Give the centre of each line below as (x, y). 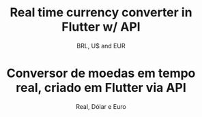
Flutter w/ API (101, 27)
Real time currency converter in (101, 13)
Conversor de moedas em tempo (101, 73)
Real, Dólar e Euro (101, 106)
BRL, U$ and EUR (101, 46)
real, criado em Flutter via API (101, 88)
